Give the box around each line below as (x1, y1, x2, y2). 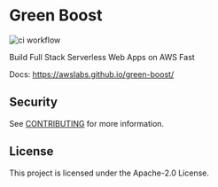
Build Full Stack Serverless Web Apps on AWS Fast (9, 51, 195, 62)
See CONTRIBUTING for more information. (9, 118, 165, 129)
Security (9, 95, 58, 110)
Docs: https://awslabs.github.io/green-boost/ (9, 68, 175, 80)
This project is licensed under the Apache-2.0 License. (9, 168, 210, 178)
